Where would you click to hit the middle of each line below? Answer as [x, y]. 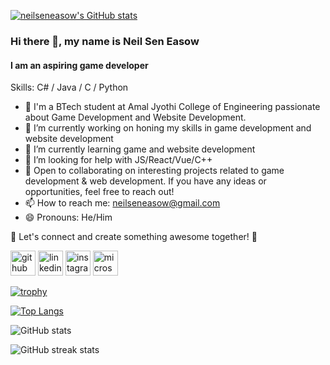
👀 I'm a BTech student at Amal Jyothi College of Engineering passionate [172, 107]
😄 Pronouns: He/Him [68, 217]
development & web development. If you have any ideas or [145, 181]
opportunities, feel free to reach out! [99, 192]
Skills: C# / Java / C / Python [69, 87]
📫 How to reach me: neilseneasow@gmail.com [122, 203]
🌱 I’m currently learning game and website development [140, 149]
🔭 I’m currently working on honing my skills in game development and [168, 128]
